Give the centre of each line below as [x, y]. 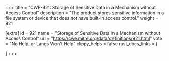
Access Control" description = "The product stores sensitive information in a [85, 13]
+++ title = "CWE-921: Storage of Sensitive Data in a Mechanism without [81, 7]
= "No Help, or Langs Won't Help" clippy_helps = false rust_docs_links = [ [81, 44]
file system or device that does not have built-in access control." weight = [82, 18]
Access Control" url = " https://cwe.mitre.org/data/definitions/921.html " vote [84, 38]
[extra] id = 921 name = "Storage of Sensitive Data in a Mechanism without [83, 33]
